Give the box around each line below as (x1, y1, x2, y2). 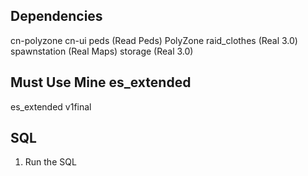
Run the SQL (24, 156, 77, 168)
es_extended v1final (10, 100, 92, 113)
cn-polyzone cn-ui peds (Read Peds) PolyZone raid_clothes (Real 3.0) (10, 34, 298, 46)
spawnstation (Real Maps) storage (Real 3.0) (10, 45, 194, 57)
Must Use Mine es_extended (10, 74, 192, 91)
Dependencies (10, 8, 103, 25)
